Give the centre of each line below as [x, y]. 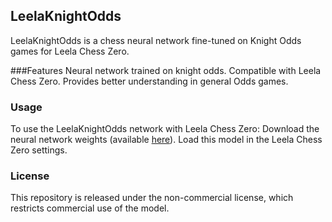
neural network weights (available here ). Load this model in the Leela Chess [166, 140]
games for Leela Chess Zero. [70, 51]
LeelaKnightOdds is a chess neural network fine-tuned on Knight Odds [156, 40]
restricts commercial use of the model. [90, 208]
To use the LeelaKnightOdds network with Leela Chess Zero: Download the [165, 129]
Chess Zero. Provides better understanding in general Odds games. [149, 81]
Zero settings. [39, 150]
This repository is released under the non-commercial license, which [152, 198]
